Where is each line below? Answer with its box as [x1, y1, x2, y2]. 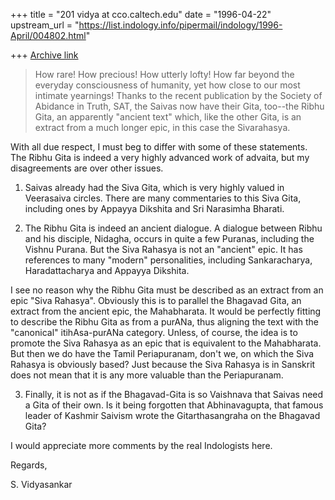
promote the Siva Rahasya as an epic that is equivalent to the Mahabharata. [10, 337, 322, 349]
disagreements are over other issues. [10, 162, 164, 174]
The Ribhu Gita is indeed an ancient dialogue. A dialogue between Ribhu [24, 222, 323, 234]
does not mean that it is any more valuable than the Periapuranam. [10, 369, 284, 381]
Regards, [10, 459, 48, 471]
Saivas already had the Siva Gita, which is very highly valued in [24, 182, 285, 193]
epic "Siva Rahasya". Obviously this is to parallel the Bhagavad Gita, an [10, 295, 302, 306]
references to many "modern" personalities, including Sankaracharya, [24, 254, 313, 266]
